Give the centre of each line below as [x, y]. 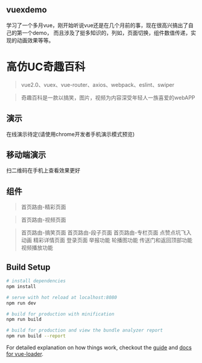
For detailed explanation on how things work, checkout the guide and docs [99, 347]
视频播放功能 [37, 248]
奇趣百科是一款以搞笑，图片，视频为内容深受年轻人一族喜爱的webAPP [108, 97]
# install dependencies [36, 281]
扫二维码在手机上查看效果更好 [43, 171]
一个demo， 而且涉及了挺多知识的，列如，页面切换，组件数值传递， [106, 33]
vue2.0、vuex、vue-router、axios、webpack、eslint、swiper [98, 84]
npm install [21, 286]
